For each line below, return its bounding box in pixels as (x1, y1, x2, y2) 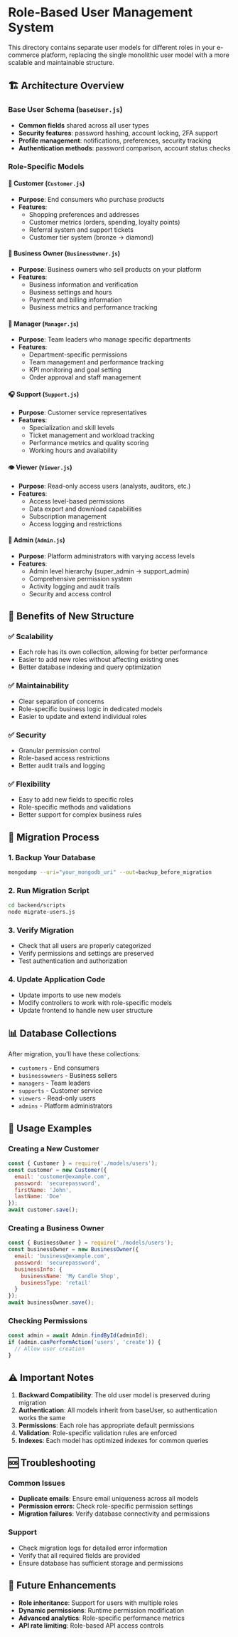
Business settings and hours (28, 287, 112, 296)
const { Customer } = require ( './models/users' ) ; (8, 1160, 158, 1167)
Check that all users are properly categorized (18, 942, 151, 950)
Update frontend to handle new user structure (18, 1006, 153, 1014)
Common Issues (8, 1478, 66, 1488)
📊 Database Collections (8, 1027, 117, 1039)
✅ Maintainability (8, 680, 70, 690)
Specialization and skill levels (28, 424, 115, 432)
